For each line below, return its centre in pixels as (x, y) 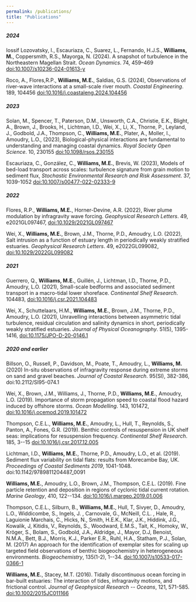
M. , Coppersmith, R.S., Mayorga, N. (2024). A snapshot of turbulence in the (97, 57)
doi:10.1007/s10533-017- (153, 557)
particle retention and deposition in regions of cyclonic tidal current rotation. (98, 490)
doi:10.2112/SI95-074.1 (33, 382)
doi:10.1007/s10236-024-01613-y (46, 69)
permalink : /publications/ (39, 11)
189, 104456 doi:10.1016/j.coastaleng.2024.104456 (67, 93)
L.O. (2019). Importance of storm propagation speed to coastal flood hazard (97, 400)
